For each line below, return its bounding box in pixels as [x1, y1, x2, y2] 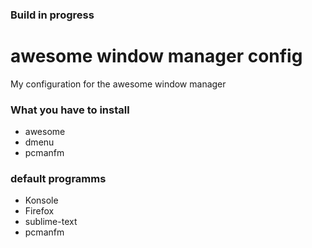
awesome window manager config [10, 45, 303, 68]
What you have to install [10, 103, 130, 117]
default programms [10, 172, 107, 186]
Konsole [24, 194, 59, 207]
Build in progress [10, 8, 95, 22]
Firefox [24, 205, 55, 217]
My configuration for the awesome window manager [10, 78, 227, 90]
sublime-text [24, 216, 78, 228]
